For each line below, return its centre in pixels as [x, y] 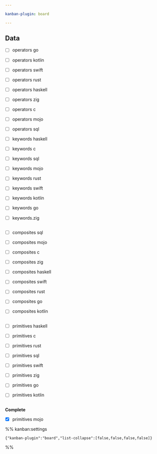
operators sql [26, 129]
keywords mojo [27, 168]
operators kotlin [28, 60]
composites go [27, 301]
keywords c [24, 149]
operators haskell [30, 90]
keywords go [25, 208]
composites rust [28, 292]
